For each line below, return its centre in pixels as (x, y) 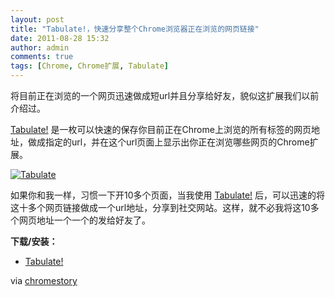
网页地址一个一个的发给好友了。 (84, 220)
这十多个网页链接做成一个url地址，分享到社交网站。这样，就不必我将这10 (160, 207)
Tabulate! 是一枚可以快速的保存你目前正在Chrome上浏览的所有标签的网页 (161, 129)
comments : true (42, 57)
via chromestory (44, 280)
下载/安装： (34, 241)
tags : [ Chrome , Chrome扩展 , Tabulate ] (89, 66)
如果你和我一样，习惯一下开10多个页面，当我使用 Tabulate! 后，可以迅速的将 (168, 195)
